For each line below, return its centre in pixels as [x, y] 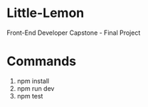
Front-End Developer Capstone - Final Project [74, 33]
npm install [33, 81]
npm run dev [36, 88]
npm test [30, 96]
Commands [42, 61]
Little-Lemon [46, 13]
